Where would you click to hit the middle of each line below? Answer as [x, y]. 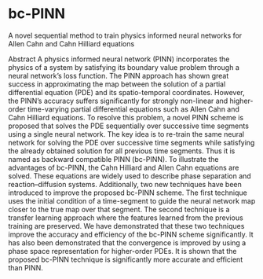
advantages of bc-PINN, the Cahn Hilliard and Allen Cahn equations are [124, 167]
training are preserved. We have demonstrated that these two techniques [126, 226]
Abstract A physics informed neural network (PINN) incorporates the [119, 59]
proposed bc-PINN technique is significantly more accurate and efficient [126, 259]
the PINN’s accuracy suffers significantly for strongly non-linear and [118, 101]
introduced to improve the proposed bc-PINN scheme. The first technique [128, 193]
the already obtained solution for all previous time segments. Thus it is [122, 151]
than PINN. [26, 267]
